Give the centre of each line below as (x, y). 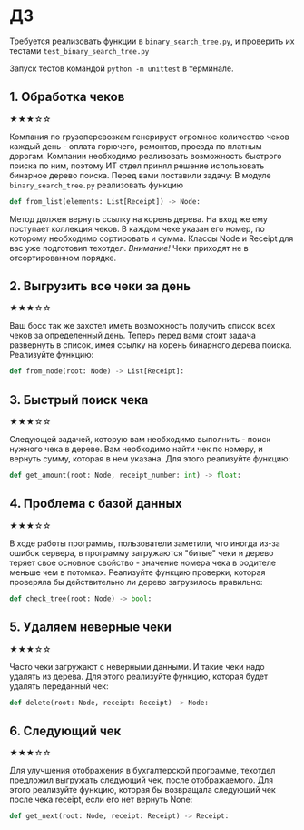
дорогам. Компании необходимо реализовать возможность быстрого (146, 156)
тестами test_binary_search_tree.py (79, 50)
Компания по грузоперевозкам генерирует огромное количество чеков (149, 137)
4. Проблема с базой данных (96, 504)
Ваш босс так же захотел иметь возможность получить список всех (142, 326)
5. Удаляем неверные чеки (91, 628)
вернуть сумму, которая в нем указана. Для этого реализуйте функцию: (150, 459)
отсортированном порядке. (63, 258)
